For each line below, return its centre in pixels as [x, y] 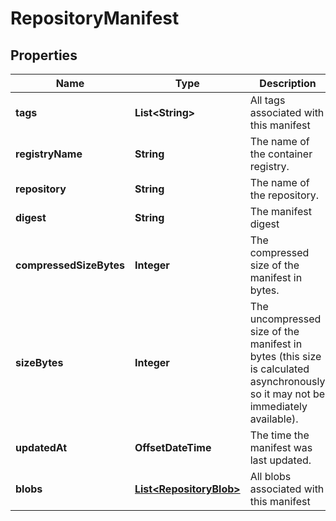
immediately [278, 406]
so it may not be [287, 394]
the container [281, 154]
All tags [267, 100]
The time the [279, 435]
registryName [49, 154]
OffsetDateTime [173, 447]
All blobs [270, 476]
